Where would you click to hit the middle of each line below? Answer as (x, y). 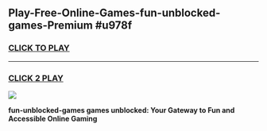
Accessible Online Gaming (53, 118)
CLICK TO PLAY (39, 48)
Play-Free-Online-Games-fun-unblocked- (114, 13)
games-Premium (50, 26)
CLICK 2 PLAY (36, 78)
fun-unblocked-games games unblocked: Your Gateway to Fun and (122, 110)
